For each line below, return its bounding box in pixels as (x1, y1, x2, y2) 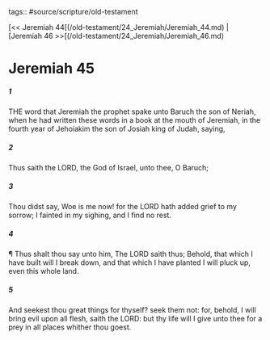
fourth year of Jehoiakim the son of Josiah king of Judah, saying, (8, 124, 226, 134)
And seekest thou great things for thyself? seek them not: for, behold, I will (8, 305, 256, 315)
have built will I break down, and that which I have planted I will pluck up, (8, 258, 251, 267)
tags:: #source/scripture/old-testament (8, 7, 139, 16)
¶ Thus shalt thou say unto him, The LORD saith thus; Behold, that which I (8, 250, 253, 259)
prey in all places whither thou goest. (8, 322, 132, 332)
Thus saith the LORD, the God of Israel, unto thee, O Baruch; (8, 163, 209, 173)
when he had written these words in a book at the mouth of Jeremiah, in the (8, 115, 261, 125)
